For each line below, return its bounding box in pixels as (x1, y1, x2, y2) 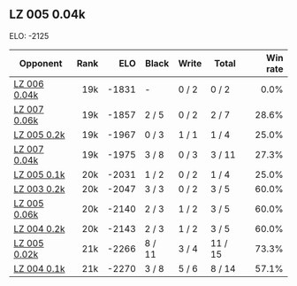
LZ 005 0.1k (13, 168, 65, 181)
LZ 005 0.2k (13, 128, 65, 141)
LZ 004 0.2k (13, 222, 65, 235)
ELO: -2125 (9, 30, 49, 41)
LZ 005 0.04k (9, 7, 86, 22)
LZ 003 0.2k (13, 182, 65, 195)
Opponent (19, 57, 63, 69)
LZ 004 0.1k (13, 262, 65, 274)
